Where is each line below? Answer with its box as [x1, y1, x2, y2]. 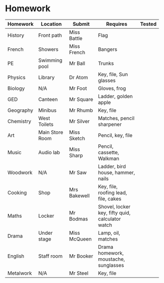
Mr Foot [69, 85, 87, 92]
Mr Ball [69, 60, 85, 66]
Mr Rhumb [69, 107, 93, 114]
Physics [7, 74, 26, 81]
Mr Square [69, 96, 94, 102]
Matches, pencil [98, 115, 135, 121]
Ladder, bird [98, 163, 126, 170]
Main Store [38, 129, 63, 136]
